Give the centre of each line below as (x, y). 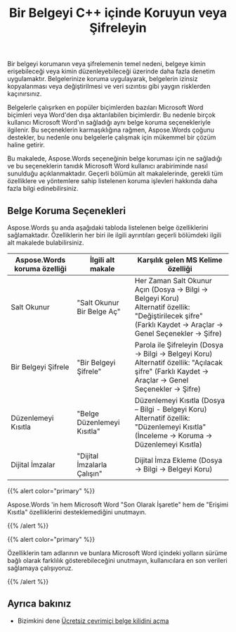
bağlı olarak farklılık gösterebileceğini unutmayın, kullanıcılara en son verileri (117, 560)
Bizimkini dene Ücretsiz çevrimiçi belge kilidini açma (93, 621)
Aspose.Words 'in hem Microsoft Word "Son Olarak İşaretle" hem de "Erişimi (118, 504)
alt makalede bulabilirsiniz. (46, 242)
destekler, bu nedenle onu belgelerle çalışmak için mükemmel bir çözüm (112, 137)
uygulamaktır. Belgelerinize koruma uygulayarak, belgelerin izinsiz (103, 79)
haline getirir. (26, 145)
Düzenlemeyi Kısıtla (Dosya (180, 401)
